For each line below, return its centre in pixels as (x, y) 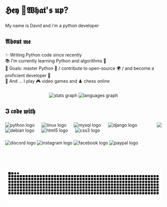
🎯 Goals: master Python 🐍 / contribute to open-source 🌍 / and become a (80, 68)
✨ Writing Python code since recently (43, 55)
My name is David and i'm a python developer (52, 26)
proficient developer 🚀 (28, 76)
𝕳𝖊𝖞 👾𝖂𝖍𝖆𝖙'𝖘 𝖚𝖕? (37, 10)
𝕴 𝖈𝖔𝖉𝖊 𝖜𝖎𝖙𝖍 (20, 111)
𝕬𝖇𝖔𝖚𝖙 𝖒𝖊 (18, 41)
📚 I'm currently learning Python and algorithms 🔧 (56, 61)
